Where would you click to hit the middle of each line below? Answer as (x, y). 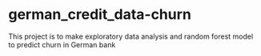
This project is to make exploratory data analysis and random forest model (131, 36)
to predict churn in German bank (62, 44)
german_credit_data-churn (100, 15)
